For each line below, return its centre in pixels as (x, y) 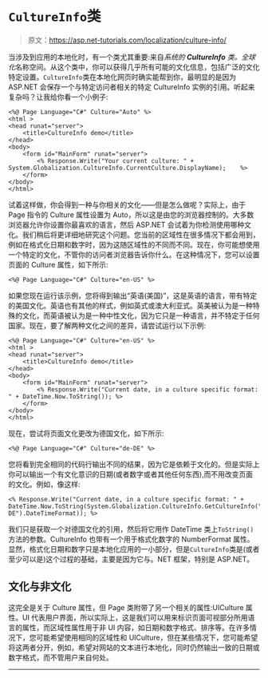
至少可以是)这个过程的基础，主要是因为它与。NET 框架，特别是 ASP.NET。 (131, 559)
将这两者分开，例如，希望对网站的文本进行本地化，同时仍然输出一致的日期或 (134, 647)
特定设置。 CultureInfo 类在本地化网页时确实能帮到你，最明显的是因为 (122, 77)
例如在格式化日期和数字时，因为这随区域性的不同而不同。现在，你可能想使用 (134, 244)
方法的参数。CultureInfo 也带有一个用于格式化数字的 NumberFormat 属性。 (131, 539)
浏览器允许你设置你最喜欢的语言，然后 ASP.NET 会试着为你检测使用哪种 (126, 224)
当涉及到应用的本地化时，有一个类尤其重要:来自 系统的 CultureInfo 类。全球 (132, 57)
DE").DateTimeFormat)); (48, 513)
